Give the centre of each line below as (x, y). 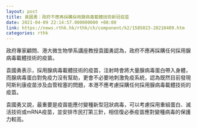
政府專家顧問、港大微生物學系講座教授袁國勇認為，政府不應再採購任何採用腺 (98, 51)
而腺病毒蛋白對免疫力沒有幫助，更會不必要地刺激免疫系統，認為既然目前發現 (98, 78)
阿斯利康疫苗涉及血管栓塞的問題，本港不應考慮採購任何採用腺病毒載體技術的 (98, 85)
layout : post (22, 11)
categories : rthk (27, 33)
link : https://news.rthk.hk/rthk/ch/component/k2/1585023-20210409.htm (95, 28)
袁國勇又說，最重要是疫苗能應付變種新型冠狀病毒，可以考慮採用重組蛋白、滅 (98, 105)
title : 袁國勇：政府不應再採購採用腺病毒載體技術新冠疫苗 (68, 17)
